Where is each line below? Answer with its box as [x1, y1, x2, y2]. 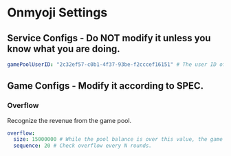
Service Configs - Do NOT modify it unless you [7, 32, 211, 44]
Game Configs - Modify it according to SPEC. [7, 80, 204, 92]
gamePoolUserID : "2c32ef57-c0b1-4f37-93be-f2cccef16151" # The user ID [7, 61, 217, 68]
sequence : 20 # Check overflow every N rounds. [13, 142, 153, 149]
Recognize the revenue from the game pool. [7, 116, 132, 124]
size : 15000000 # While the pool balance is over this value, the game [13, 136, 223, 143]
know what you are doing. [7, 43, 120, 54]
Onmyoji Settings [7, 5, 108, 21]
